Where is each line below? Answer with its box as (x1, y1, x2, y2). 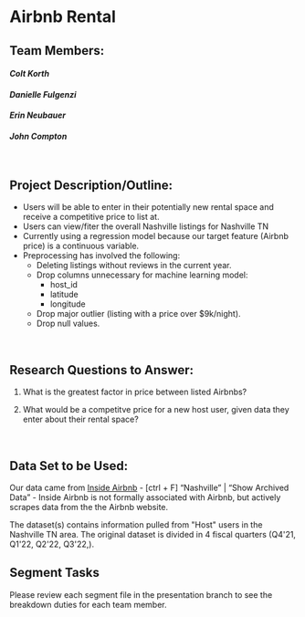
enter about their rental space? (22, 413, 139, 425)
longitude (49, 298, 87, 309)
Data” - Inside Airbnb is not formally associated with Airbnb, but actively (9, 492, 281, 503)
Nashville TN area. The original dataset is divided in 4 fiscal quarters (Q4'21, (9, 529, 297, 539)
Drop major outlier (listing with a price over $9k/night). (36, 308, 241, 319)
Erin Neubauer (9, 110, 67, 120)
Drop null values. (36, 318, 100, 329)
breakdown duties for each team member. (9, 599, 167, 610)
